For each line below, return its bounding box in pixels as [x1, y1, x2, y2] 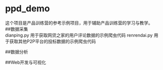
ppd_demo [5, 3, 50, 14]
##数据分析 [5, 49, 28, 55]
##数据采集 [5, 26, 28, 32]
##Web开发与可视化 [5, 59, 46, 65]
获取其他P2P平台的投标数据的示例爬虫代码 [9, 38, 96, 44]
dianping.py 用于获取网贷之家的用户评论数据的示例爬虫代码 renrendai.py [5, 32, 153, 38]
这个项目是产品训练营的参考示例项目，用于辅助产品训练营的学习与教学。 [5, 20, 153, 26]
